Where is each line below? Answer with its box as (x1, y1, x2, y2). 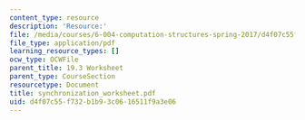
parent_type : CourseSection (9, 72, 116, 81)
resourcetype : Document (9, 80, 100, 89)
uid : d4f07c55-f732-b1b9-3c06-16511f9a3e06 (9, 97, 177, 106)
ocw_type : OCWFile (9, 55, 79, 64)
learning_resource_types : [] (9, 47, 120, 56)
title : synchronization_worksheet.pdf (9, 88, 156, 97)
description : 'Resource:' (9, 22, 107, 31)
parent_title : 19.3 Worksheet (9, 64, 124, 73)
